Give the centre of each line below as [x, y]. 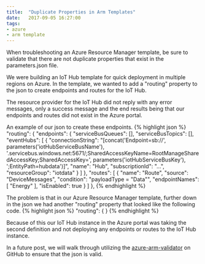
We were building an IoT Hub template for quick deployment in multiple [96, 77]
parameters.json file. [32, 66]
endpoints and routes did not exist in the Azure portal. [74, 115]
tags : [13, 23]
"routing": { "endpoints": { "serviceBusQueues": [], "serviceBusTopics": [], [100, 134]
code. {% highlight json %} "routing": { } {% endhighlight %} [83, 211]
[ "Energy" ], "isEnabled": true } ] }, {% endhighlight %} [76, 186]
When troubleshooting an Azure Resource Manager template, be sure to [97, 52]
